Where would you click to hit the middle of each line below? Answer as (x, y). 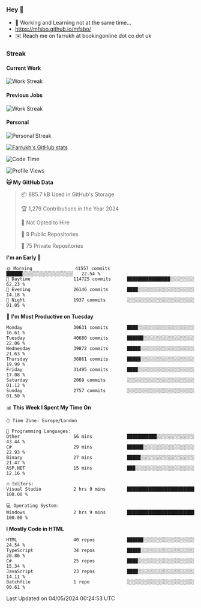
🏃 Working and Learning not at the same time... (73, 23)
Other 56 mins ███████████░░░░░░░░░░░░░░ (100, 436)
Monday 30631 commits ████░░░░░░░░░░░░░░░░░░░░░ (100, 327)
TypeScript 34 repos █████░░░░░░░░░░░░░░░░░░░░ (100, 550)
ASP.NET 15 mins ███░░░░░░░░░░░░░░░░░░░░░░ (100, 468)
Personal (18, 122)
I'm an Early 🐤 (24, 257)
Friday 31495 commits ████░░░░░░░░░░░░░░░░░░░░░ (100, 369)
